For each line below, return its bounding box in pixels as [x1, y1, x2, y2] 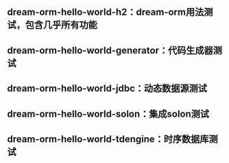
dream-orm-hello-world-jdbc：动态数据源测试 [7, 83, 208, 94]
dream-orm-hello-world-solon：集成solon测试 [7, 108, 210, 119]
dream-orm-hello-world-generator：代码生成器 [7, 44, 214, 56]
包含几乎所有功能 [25, 19, 97, 31]
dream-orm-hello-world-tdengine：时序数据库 [7, 133, 209, 145]
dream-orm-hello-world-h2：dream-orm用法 [7, 6, 204, 18]
